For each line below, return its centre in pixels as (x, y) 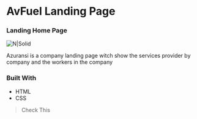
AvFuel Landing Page (61, 11)
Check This (36, 110)
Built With (21, 78)
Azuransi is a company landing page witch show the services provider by (98, 56)
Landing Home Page (37, 31)
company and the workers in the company (60, 62)
